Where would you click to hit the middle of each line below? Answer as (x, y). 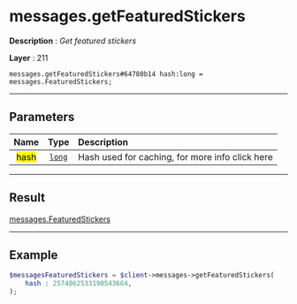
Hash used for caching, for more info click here (175, 156)
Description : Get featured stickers (73, 41)
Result (27, 198)
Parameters (42, 117)
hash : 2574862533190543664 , (79, 284)
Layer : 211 (29, 57)
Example (34, 255)
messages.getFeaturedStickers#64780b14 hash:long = (106, 74)
